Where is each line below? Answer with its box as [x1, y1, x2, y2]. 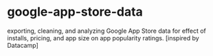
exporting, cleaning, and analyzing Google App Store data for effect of [7, 27, 206, 35]
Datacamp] [7, 41, 39, 49]
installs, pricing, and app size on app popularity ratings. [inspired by [7, 33, 199, 42]
